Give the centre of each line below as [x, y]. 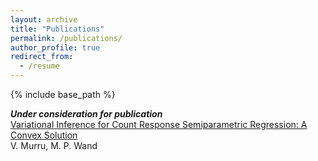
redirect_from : [42, 57]
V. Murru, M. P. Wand [54, 145]
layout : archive [44, 19]
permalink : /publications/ [66, 38]
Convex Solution [44, 135]
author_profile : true [55, 47]
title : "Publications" [57, 29]
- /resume [39, 66]
